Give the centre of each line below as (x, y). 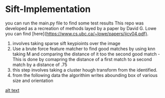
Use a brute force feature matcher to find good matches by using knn (84, 48)
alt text (12, 90)
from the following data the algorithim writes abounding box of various (85, 75)
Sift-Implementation (48, 9)
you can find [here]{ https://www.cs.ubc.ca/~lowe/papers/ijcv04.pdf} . (77, 33)
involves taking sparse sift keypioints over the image (66, 43)
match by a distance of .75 (40, 64)
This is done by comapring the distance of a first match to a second (82, 59)
